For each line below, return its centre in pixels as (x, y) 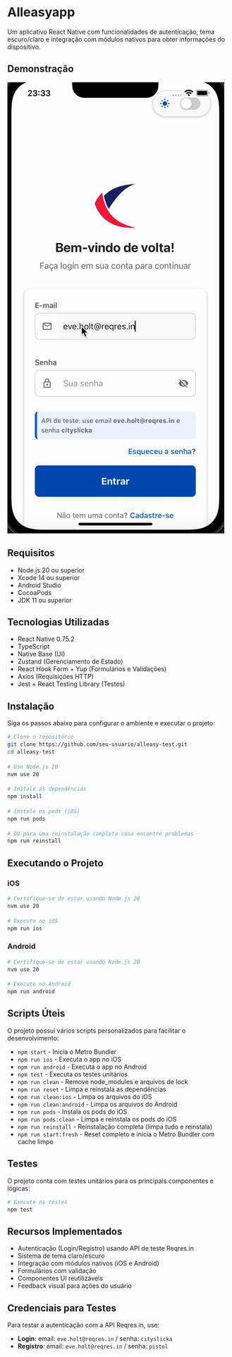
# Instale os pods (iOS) (44, 811)
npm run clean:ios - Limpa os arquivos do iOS (85, 1096)
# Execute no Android (39, 984)
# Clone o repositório (41, 737)
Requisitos (31, 553)
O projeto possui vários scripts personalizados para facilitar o (97, 1031)
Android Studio (39, 585)
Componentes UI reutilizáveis (60, 1278)
